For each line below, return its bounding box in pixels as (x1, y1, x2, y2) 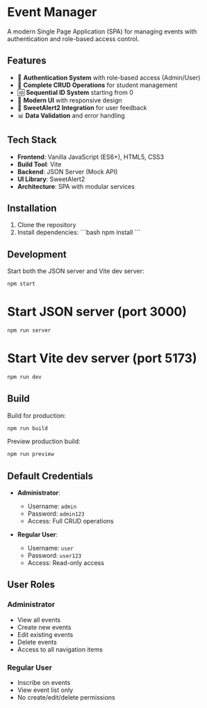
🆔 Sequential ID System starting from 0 (17, 88, 134, 96)
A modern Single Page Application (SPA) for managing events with (7, 27, 197, 36)
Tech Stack (7, 134, 57, 146)
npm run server (7, 327, 51, 334)
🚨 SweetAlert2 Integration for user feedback (17, 103, 147, 111)
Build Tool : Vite (17, 160, 62, 168)
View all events (17, 615, 61, 624)
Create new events (17, 623, 72, 631)
